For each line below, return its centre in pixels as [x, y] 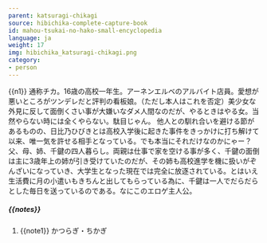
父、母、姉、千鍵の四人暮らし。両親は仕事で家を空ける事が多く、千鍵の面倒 [134, 151]
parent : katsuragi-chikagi [53, 16]
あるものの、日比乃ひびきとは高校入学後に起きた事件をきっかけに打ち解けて [134, 131]
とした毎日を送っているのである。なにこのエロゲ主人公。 [102, 190]
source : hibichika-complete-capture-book [78, 23]
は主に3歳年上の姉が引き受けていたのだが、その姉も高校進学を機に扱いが [129, 161]
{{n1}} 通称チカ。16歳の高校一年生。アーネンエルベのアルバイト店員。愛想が [133, 91]
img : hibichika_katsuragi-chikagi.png [73, 53]
